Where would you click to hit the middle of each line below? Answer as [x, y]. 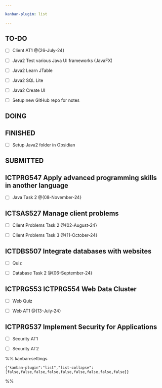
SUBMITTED [24, 161]
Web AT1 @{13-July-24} [37, 311]
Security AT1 [25, 338]
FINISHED [20, 133]
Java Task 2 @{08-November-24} [47, 197]
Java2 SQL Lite [28, 80]
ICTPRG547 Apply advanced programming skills [81, 177]
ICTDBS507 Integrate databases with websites [78, 251]
